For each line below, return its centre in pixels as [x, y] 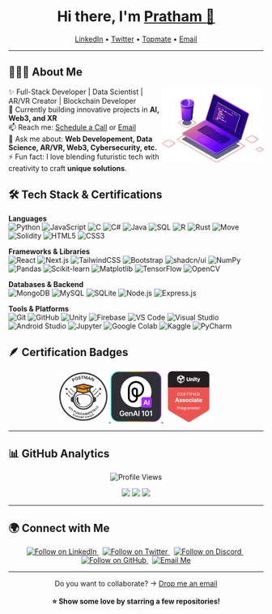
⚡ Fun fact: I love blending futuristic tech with [84, 157]
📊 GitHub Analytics [59, 453]
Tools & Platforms [39, 308]
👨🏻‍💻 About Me [45, 72]
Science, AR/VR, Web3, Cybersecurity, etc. [83, 147]
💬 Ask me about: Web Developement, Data [81, 139]
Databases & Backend [46, 284]
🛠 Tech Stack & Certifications [85, 195]
